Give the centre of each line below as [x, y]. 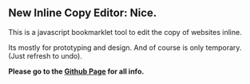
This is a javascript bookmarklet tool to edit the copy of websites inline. [125, 32]
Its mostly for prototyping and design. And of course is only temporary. [125, 48]
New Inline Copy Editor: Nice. [83, 13]
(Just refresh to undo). [45, 55]
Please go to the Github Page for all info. [76, 71]
